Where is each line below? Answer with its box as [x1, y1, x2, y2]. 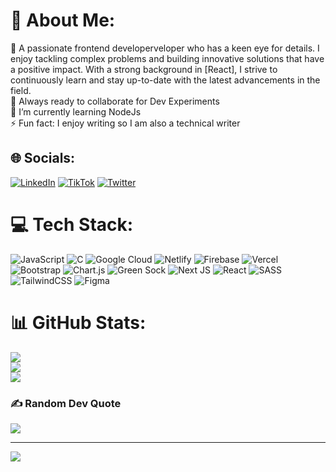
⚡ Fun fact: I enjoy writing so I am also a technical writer [10, 117, 241, 129]
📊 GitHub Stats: [10, 311, 147, 334]
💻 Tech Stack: [10, 213, 134, 236]
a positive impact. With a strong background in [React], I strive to [10, 63, 278, 75]
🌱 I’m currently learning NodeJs [10, 105, 142, 118]
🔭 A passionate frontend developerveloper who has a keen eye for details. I [10, 42, 320, 54]
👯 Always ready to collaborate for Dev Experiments [10, 95, 220, 107]
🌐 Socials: [10, 150, 76, 167]
